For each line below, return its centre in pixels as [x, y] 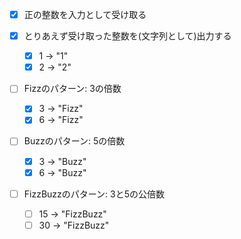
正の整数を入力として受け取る [85, 14]
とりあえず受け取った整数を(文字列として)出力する [127, 36]
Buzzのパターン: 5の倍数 [74, 141]
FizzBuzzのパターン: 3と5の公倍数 [94, 194]
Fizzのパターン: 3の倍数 [72, 89]
